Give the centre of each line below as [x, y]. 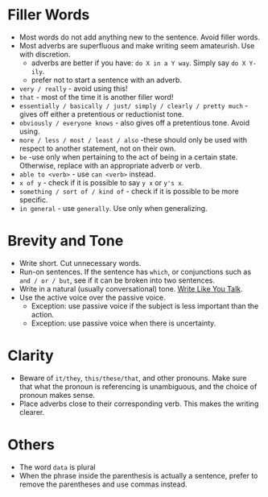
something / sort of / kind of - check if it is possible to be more [129, 191]
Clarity [31, 356]
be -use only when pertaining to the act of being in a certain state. [128, 157]
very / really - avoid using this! [73, 88]
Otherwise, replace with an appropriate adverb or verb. [111, 165]
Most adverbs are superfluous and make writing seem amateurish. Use [137, 45]
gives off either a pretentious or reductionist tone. [101, 114]
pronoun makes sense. [57, 395]
